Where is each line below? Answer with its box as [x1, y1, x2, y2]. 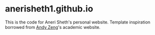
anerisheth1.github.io [5, 3, 93, 14]
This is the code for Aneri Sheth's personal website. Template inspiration [5, 19, 151, 25]
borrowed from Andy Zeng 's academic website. [5, 24, 101, 30]
